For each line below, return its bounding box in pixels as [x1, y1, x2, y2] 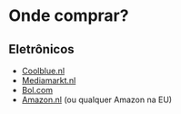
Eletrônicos [8, 42, 75, 57]
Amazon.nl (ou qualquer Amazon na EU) [21, 94, 173, 105]
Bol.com [21, 85, 54, 95]
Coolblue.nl [21, 65, 65, 76]
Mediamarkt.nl [21, 75, 76, 86]
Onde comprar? [8, 5, 129, 26]
